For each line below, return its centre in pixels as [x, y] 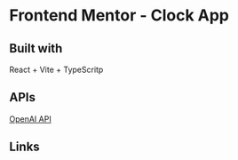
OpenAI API [30, 119]
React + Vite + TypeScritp [56, 69]
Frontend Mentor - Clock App [119, 16]
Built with [36, 48]
